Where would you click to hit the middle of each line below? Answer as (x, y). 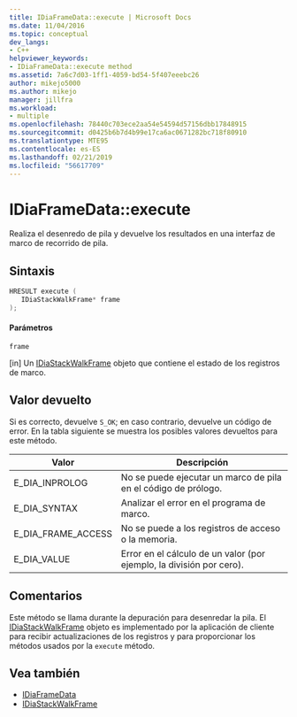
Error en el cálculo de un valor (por (193, 553)
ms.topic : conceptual (49, 34)
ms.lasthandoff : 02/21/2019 (61, 157)
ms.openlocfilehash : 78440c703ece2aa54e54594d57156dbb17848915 (128, 125)
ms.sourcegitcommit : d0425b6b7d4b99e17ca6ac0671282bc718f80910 (128, 133)
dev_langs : (29, 42)
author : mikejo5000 (45, 83)
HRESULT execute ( (43, 292)
